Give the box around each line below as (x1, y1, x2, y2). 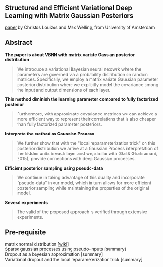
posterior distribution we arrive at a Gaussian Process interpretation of (17, 145, 158, 151)
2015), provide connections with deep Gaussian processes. (17, 155, 136, 161)
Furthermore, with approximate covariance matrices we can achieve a (17, 111, 157, 116)
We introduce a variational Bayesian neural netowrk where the (17, 66, 142, 72)
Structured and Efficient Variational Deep (5, 4, 132, 12)
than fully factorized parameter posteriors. (17, 121, 102, 127)
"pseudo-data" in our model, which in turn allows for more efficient (17, 180, 152, 186)
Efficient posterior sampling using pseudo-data (5, 165, 103, 171)
